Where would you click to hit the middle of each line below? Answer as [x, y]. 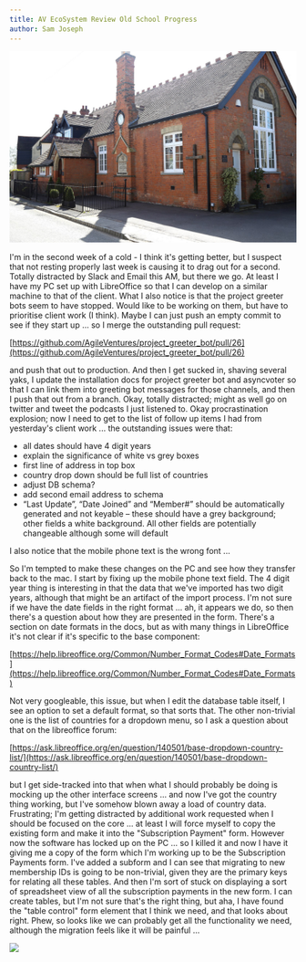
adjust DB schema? [59, 485]
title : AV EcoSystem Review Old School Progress [103, 19]
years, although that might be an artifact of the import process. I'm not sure [151, 598]
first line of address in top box [79, 465]
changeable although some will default [95, 533]
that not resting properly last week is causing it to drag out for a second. [145, 267]
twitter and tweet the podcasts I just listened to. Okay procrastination [139, 409]
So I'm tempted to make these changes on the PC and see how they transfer [153, 569]
